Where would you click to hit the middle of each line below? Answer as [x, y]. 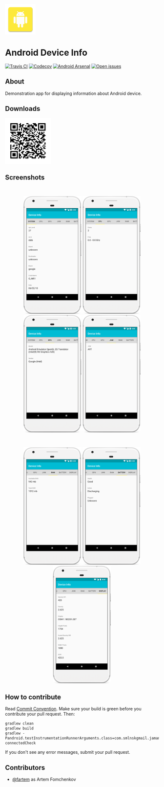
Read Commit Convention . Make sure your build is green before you [73, 709]
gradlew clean [20, 724]
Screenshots [25, 177]
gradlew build [20, 729]
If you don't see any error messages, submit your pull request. [68, 752]
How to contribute [33, 697]
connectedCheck [20, 743]
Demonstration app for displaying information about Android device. [73, 93]
